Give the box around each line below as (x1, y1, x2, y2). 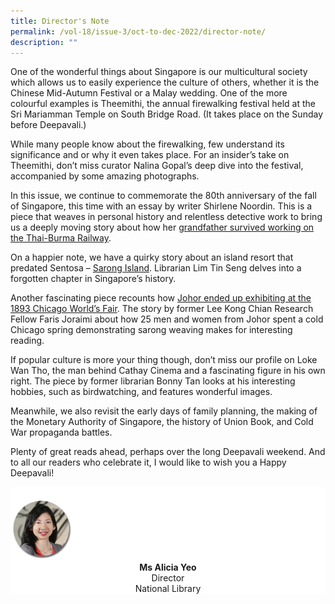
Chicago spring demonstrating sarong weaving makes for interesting (10, 324, 293, 336)
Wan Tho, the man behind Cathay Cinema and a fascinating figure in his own (10, 365, 326, 377)
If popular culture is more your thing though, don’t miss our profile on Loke (10, 354, 318, 366)
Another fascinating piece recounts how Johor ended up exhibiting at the (10, 292, 312, 304)
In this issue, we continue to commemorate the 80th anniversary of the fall (10, 190, 317, 202)
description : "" (10, 37, 78, 47)
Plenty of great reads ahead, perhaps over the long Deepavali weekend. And (10, 446, 326, 458)
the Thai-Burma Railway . (10, 232, 112, 244)
